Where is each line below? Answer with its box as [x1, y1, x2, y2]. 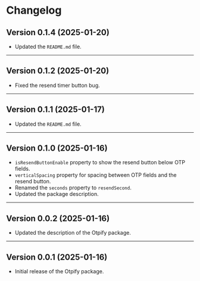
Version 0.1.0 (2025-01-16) [6, 143, 108, 154]
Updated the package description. [14, 191, 99, 198]
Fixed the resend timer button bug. [14, 82, 100, 89]
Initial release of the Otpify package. [14, 268, 104, 275]
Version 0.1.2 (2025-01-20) [6, 66, 110, 76]
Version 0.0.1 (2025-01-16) [6, 252, 108, 262]
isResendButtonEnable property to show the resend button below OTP [14, 159, 186, 166]
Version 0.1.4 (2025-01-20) [6, 27, 110, 38]
